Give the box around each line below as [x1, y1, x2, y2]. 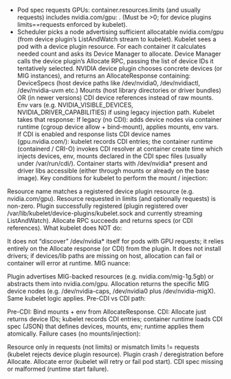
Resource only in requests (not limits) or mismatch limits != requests [7, 343, 199, 351]
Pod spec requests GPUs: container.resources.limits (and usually [16, 6, 201, 14]
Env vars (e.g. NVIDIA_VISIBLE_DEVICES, [16, 101, 133, 109]
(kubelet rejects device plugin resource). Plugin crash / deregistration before [7, 350, 224, 358]
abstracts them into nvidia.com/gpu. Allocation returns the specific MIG [7, 280, 210, 288]
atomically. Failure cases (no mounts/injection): [7, 329, 141, 338]
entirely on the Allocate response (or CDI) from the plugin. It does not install [7, 244, 221, 252]
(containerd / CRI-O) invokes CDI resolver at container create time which [16, 144, 223, 153]
